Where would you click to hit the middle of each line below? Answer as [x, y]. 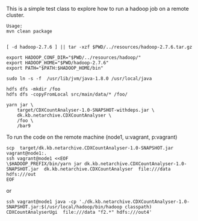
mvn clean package [29, 31]
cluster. [16, 15]
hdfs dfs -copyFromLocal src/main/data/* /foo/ [67, 94]
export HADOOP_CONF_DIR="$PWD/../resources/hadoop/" [74, 58]
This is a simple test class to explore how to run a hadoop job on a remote [98, 9]
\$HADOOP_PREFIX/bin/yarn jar [44, 164]
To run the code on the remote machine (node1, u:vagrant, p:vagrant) [92, 137]
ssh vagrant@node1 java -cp [42, 202]
